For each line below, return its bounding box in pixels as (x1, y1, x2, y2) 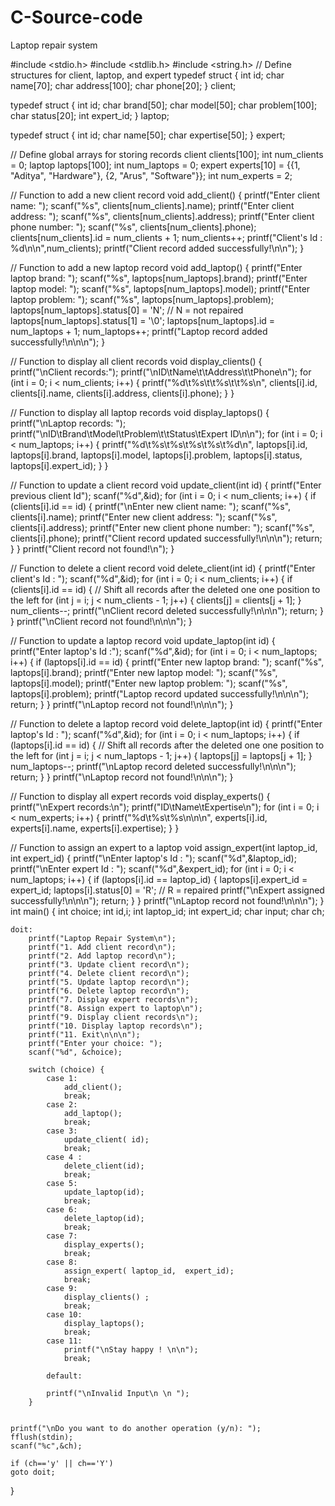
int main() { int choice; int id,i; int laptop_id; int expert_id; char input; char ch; (10, 905, 325, 917)
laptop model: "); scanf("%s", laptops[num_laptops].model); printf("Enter (10, 282, 311, 295)
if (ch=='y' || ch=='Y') (10, 1458, 114, 1468)
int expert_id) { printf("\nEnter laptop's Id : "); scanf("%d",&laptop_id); (10, 852, 297, 864)
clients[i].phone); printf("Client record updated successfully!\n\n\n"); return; (10, 532, 323, 544)
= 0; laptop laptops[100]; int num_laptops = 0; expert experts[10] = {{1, (10, 159, 301, 171)
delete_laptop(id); (63, 1213, 145, 1223)
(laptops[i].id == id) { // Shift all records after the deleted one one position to (10, 739, 325, 751)
